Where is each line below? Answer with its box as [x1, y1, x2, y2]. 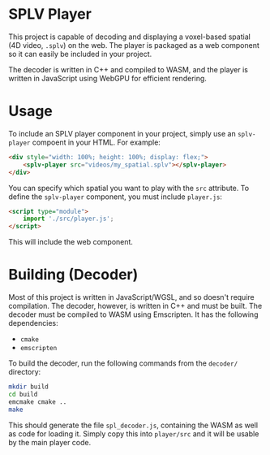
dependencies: [8, 318, 58, 328]
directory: [8, 367, 41, 377]
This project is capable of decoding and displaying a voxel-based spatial [8, 32, 251, 41]
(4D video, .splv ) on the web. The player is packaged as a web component [8, 40, 259, 50]
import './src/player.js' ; [23, 214, 114, 223]
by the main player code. [8, 437, 92, 447]
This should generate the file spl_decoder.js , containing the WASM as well [8, 420, 258, 430]
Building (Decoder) [8, 266, 139, 284]
